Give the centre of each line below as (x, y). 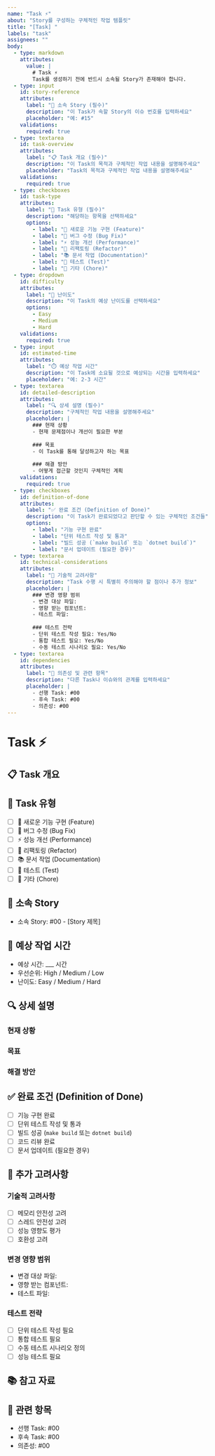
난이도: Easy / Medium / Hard (59, 981)
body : (15, 46)
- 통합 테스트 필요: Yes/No (68, 641)
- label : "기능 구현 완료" (68, 530)
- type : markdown (39, 53)
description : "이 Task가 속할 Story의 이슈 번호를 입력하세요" (109, 112)
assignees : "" (28, 40)
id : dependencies (45, 660)
